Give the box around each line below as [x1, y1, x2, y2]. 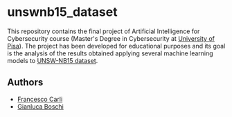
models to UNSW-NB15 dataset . [7, 56, 98, 64]
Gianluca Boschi [17, 102, 64, 111]
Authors [7, 77, 44, 89]
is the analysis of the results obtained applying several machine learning [7, 49, 213, 57]
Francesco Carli [17, 95, 63, 103]
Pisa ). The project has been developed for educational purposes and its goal [7, 42, 226, 50]
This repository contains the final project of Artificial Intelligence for [7, 27, 200, 35]
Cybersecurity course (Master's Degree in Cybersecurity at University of [7, 34, 215, 42]
